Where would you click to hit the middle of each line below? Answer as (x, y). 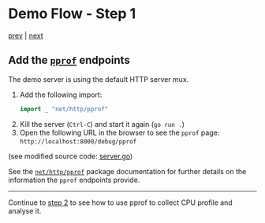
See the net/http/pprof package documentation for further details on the (127, 171)
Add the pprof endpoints (69, 60)
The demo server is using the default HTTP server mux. (99, 79)
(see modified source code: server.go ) (71, 156)
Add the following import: (61, 95)
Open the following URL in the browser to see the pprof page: (119, 132)
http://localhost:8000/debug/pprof (78, 141)
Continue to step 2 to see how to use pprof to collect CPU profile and (120, 203)
